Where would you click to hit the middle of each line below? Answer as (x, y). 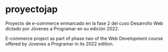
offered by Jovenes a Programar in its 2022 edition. (60, 43)
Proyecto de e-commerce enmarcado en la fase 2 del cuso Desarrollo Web (84, 23)
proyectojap (31, 9)
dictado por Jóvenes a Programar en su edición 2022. (62, 28)
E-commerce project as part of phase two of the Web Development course (84, 38)
